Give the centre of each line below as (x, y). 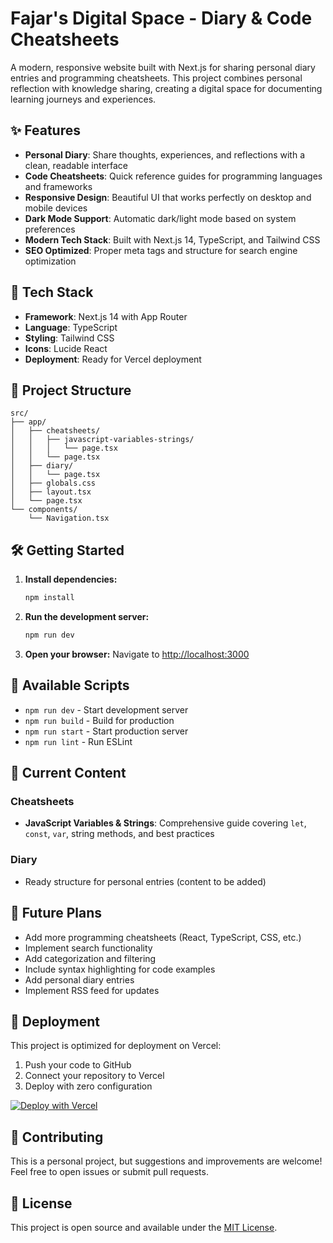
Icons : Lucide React (66, 348)
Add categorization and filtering (90, 958)
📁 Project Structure (71, 390)
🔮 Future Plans (56, 913)
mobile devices (56, 208)
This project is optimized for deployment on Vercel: (116, 1046)
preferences (50, 229)
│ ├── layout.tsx (51, 492)
